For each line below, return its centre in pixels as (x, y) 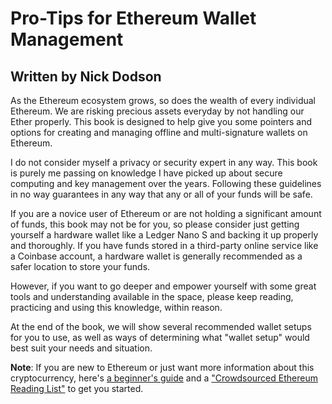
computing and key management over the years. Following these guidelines (166, 183)
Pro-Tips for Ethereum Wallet (133, 18)
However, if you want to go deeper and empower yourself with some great (163, 286)
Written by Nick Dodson (86, 76)
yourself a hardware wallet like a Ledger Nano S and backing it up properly (164, 235)
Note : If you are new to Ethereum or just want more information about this (162, 367)
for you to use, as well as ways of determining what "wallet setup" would (160, 337)
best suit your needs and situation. (81, 348)
